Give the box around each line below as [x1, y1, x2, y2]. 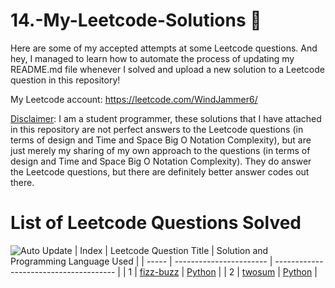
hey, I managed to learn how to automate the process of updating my [10, 52, 295, 64]
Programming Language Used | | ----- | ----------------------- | [10, 255, 273, 267]
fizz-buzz [139, 265, 180, 278]
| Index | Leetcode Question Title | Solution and [74, 244, 269, 256]
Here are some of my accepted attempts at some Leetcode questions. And [10, 42, 318, 54]
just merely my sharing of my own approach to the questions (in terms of [10, 144, 311, 156]
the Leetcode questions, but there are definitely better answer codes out [10, 165, 310, 178]
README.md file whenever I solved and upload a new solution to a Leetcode [10, 63, 325, 75]
